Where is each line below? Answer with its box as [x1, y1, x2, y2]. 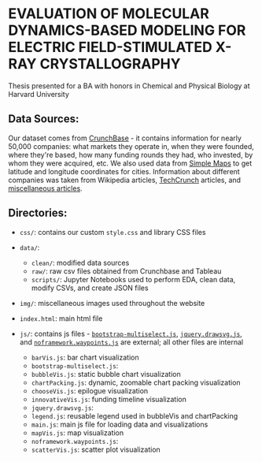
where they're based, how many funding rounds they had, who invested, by [8, 150, 253, 159]
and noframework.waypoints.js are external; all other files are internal [19, 337, 244, 347]
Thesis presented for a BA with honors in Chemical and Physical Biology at [8, 80, 250, 91]
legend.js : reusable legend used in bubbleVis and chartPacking [31, 411, 238, 420]
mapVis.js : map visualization [31, 427, 124, 438]
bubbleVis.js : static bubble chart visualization [31, 369, 181, 378]
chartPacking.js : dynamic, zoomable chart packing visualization [31, 378, 242, 387]
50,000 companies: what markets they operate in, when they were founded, [8, 141, 254, 151]
